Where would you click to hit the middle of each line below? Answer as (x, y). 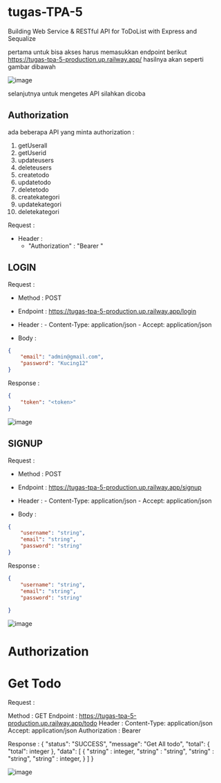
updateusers (36, 160)
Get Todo (35, 683)
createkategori (39, 197)
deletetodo (33, 189)
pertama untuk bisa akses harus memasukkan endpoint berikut (97, 52)
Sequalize (22, 38)
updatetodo (34, 182)
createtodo (33, 174)
